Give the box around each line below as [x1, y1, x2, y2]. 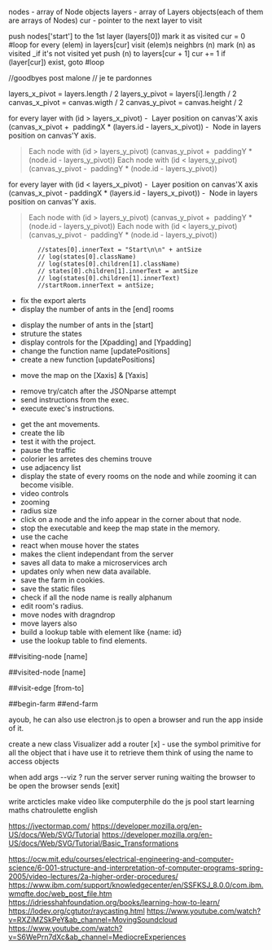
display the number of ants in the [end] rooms [20, 305, 174, 314]
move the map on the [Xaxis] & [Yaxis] [20, 371, 149, 380]
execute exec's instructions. [20, 403, 115, 413]
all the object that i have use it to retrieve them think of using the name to [8, 748, 254, 757]
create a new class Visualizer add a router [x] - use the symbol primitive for [8, 739, 261, 749]
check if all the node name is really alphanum [20, 592, 173, 602]
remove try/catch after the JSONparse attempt [20, 386, 177, 396]
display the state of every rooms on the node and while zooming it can [20, 472, 257, 481]
